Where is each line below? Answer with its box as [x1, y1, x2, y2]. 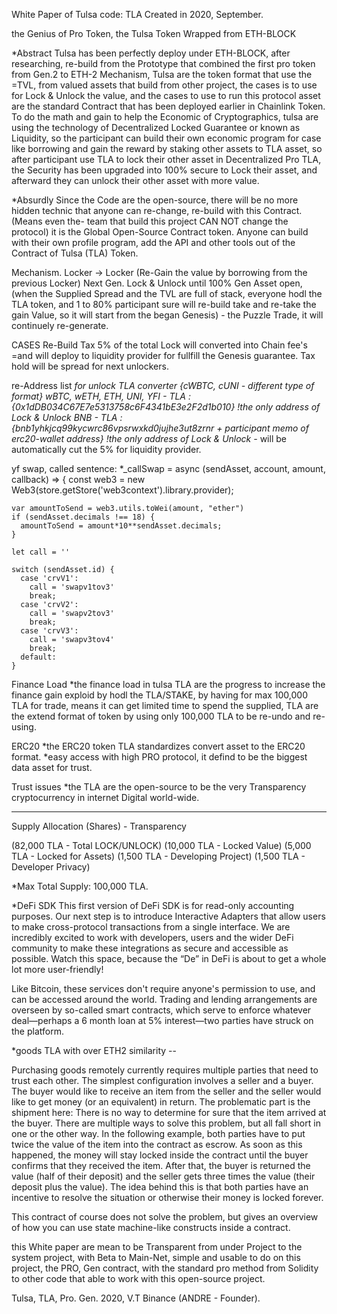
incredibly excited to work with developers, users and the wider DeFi [11, 932, 294, 943]
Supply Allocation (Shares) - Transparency [11, 820, 187, 832]
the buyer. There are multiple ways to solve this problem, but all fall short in [11, 1117, 321, 1129]
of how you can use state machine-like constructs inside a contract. [11, 1222, 291, 1233]
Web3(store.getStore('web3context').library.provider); [11, 484, 234, 496]
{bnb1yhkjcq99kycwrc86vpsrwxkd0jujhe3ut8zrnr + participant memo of [11, 422, 309, 434]
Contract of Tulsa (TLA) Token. [11, 247, 139, 259]
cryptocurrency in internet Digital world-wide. [11, 792, 200, 803]
